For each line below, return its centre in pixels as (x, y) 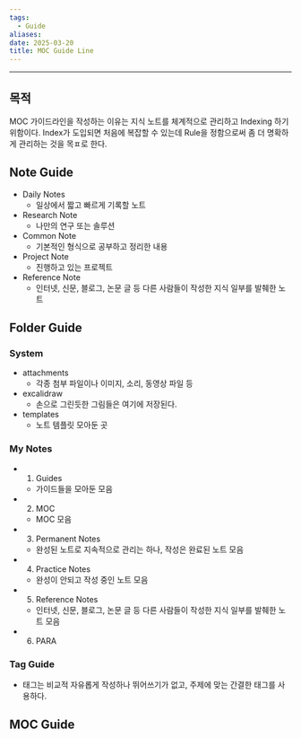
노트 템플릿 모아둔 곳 (72, 425)
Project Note (45, 256)
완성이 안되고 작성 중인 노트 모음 (92, 579)
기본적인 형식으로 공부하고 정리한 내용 (102, 246)
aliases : (26, 34)
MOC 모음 (53, 519)
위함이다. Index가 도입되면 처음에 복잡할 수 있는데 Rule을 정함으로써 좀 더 (138, 132)
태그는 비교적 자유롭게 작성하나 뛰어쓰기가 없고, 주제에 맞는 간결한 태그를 (149, 685)
